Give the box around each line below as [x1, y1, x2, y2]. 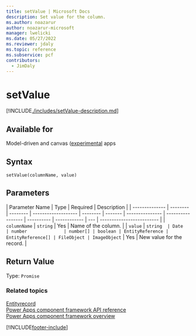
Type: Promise [6, 272, 40, 279]
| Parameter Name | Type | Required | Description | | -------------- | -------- [6, 203, 189, 210]
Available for [6, 124, 54, 134]
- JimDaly [11, 63, 35, 69]
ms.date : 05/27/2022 [6, 36, 57, 41]
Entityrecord [6, 300, 36, 307]
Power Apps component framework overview [6, 312, 115, 319]
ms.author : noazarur [6, 19, 57, 25]
